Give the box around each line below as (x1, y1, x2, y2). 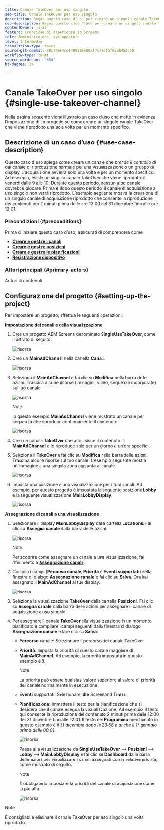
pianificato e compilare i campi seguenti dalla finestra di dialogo (12, 623, 141, 629)
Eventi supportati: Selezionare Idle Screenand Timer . (19, 691, 127, 698)
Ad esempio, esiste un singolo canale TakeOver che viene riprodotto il (5, 174, 146, 180)
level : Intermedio (5, 39, 42, 44)
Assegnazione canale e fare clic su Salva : (12, 629, 99, 635)
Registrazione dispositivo (12, 254, 65, 260)
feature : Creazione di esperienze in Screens (5, 30, 99, 35)
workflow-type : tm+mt (5, 52, 49, 58)
